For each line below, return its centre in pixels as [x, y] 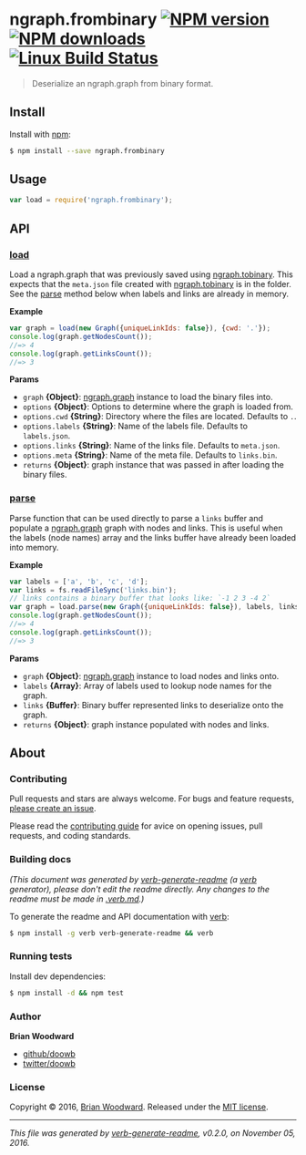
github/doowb [49, 1054]
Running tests [41, 956]
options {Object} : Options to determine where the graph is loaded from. [158, 407]
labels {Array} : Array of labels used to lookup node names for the [147, 686]
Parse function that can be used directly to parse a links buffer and [137, 518]
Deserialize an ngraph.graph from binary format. [122, 83]
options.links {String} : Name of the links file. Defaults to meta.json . [151, 446]
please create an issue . [53, 809]
